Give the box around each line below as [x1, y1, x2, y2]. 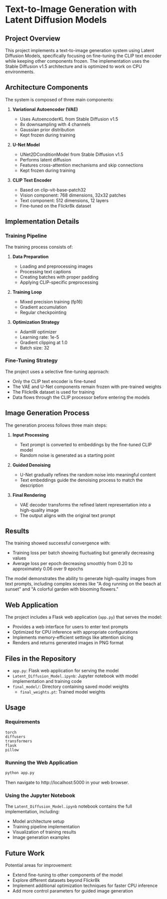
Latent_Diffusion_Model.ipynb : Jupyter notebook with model [12, 673, 138, 679]
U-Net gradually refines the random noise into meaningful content [19, 471, 156, 477]
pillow [5, 747, 19, 753]
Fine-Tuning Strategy [5, 357, 58, 364]
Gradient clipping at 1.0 [19, 339, 67, 345]
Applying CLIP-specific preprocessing [19, 279, 98, 285]
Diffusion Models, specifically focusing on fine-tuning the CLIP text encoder [5, 53, 161, 59]
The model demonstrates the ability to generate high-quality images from [5, 576, 156, 582]
